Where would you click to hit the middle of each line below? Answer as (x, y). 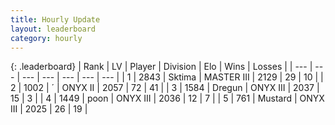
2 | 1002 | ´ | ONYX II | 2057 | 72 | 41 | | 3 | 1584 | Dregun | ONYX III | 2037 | (165, 88)
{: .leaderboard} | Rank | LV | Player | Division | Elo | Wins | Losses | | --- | (161, 67)
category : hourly (46, 38)
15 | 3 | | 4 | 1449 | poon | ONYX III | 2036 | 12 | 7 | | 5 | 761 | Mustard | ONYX (167, 98)
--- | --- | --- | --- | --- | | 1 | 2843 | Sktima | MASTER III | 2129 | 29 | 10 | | (172, 77)
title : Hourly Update (55, 19)
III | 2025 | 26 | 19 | (49, 109)
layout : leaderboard (53, 29)
